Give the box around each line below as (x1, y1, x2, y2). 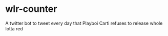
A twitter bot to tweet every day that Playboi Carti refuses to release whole (5, 20, 163, 26)
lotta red (5, 25, 23, 31)
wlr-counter (5, 3, 57, 15)
